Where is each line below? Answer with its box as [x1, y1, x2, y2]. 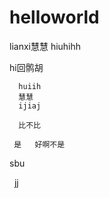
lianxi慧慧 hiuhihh [9, 40, 82, 52]
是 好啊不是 [13, 139, 66, 150]
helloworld [9, 6, 100, 29]
